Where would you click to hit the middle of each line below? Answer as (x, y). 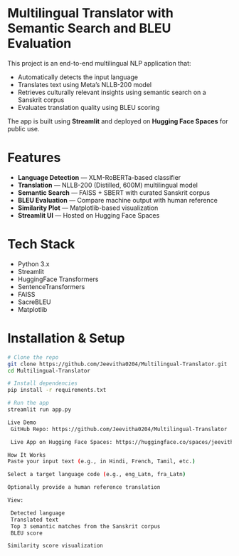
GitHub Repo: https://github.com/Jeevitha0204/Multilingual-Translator (119, 429)
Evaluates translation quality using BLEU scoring (89, 107)
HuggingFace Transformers (58, 279)
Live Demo (22, 423)
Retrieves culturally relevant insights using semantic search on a (112, 92)
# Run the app (28, 403)
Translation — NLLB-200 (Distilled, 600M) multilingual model (107, 185)
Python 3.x (33, 264)
